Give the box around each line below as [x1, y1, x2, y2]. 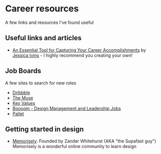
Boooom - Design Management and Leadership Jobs [12, 105, 121, 111]
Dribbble [12, 89, 30, 95]
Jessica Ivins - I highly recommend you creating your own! [12, 52, 133, 58]
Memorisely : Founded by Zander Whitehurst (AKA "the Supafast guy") [12, 138, 157, 144]
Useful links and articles [5, 34, 82, 42]
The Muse [12, 95, 33, 101]
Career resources [5, 3, 79, 14]
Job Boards [5, 67, 41, 75]
